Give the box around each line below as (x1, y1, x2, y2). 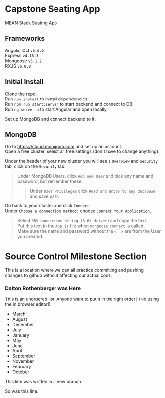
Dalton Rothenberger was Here (5, 285, 81, 292)
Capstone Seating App (5, 3, 100, 15)
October (12, 369, 30, 375)
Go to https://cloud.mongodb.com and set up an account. (5, 144, 123, 149)
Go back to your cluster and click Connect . (5, 203, 91, 209)
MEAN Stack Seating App (5, 20, 57, 26)
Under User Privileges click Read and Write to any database (29, 188, 156, 194)
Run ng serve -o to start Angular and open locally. (5, 106, 108, 112)
